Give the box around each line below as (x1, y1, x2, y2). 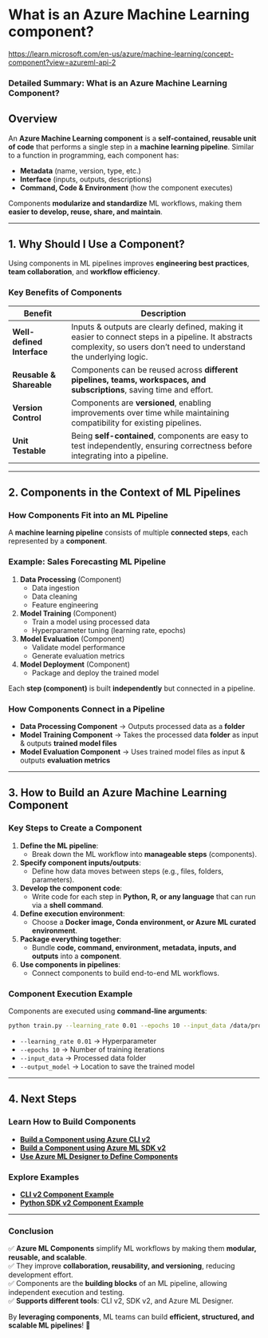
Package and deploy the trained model (31, 667, 160, 677)
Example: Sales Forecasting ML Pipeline (8, 556, 166, 567)
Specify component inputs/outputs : (19, 858, 141, 867)
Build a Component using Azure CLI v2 (19, 1134, 151, 1144)
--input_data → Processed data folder (19, 1053, 147, 1062)
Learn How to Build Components (8, 1117, 136, 1128)
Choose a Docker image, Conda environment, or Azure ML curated (31, 917, 257, 926)
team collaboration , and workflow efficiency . (8, 267, 160, 277)
